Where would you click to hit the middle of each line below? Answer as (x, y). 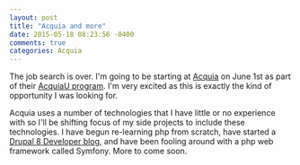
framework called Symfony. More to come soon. (98, 151)
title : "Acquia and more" (57, 26)
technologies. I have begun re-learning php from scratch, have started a (143, 132)
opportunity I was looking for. (64, 96)
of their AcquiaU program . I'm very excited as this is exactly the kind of (141, 86)
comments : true (38, 43)
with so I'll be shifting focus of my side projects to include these (127, 123)
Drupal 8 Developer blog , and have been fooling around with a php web (141, 142)
